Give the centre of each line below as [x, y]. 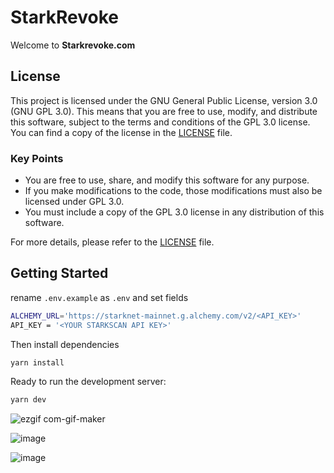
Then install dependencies [65, 344]
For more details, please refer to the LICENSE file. [112, 242]
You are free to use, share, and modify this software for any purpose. [167, 180]
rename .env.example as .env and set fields [99, 297]
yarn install [37, 362]
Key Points [37, 158]
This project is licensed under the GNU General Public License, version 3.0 [164, 100]
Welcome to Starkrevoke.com [73, 45]
